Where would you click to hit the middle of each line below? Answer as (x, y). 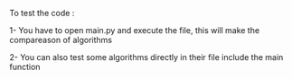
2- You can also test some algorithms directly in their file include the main (146, 57)
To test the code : (42, 13)
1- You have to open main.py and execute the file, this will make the (135, 30)
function (25, 67)
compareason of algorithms (61, 40)
